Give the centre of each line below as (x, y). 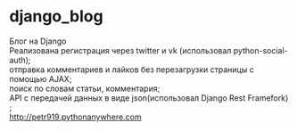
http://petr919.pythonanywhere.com (75, 117)
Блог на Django (38, 41)
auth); (20, 60)
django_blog (57, 16)
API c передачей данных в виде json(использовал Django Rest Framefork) (149, 98)
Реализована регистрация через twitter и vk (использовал (120, 50)
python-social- (260, 50)
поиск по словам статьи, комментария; (85, 88)
